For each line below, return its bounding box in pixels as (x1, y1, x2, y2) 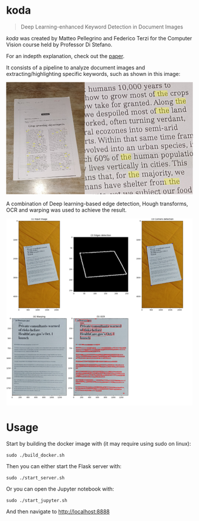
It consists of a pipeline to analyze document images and (6, 63, 145, 71)
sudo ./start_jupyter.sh (6, 498, 68, 504)
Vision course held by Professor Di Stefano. (6, 41, 113, 48)
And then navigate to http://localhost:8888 (6, 508, 110, 515)
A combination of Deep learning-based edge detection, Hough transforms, (6, 200, 188, 208)
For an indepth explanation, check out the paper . (6, 52, 125, 59)
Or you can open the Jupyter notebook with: (6, 485, 114, 493)
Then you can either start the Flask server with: (6, 463, 122, 470)
